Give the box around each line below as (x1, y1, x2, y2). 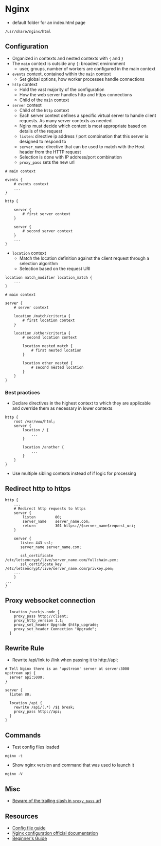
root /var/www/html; (14, 419, 55, 424)
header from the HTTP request (19, 149, 81, 155)
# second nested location (31, 365, 84, 370)
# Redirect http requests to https (14, 506, 86, 511)
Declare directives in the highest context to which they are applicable (12, 400, 151, 406)
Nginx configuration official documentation (12, 830, 98, 836)
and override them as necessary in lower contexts (12, 405, 113, 411)
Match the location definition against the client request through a (19, 255, 149, 261)
